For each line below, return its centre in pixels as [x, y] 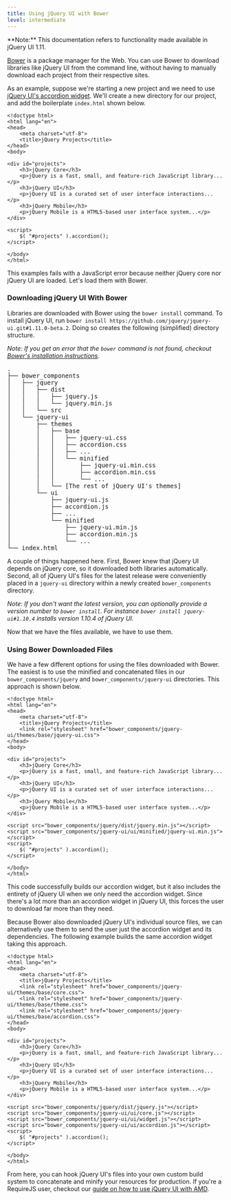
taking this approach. [37, 944]
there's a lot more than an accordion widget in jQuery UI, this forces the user [115, 901]
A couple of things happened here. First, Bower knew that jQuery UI [103, 561]
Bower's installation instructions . [53, 355]
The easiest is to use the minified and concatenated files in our [96, 672]
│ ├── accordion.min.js [73, 534]
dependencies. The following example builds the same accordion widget [110, 937]
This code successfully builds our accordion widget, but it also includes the [114, 887]
